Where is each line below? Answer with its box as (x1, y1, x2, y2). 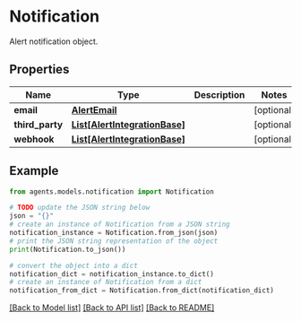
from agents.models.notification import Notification (9, 187, 215, 196)
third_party (13, 118, 64, 131)
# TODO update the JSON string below (9, 204, 150, 213)
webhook (13, 133, 55, 145)
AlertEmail (71, 103, 117, 116)
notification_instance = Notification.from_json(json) (9, 229, 219, 238)
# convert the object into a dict (9, 261, 139, 270)
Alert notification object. (9, 36, 99, 47)
